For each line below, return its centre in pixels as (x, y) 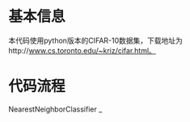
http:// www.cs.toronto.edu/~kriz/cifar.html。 (82, 50)
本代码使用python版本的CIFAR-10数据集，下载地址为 (96, 40)
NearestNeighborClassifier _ (55, 109)
